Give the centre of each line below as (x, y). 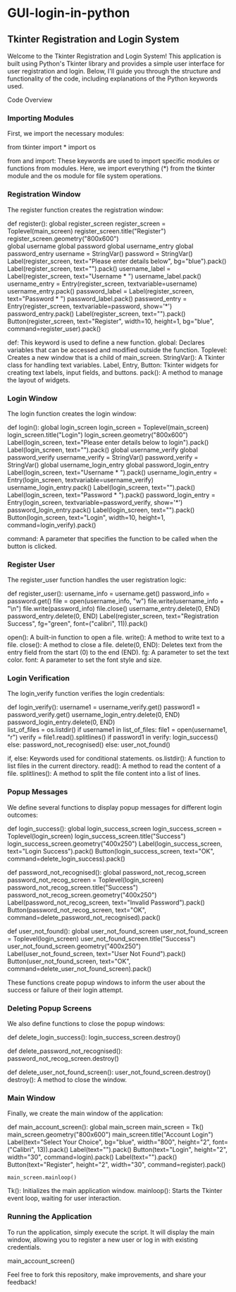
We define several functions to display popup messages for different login (114, 807)
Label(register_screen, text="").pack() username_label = (89, 268)
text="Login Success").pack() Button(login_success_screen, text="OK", (111, 851)
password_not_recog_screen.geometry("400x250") (82, 895)
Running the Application (50, 1216)
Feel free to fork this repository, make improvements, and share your (107, 1274)
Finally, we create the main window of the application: (85, 1113)
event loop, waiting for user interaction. (64, 1198)
